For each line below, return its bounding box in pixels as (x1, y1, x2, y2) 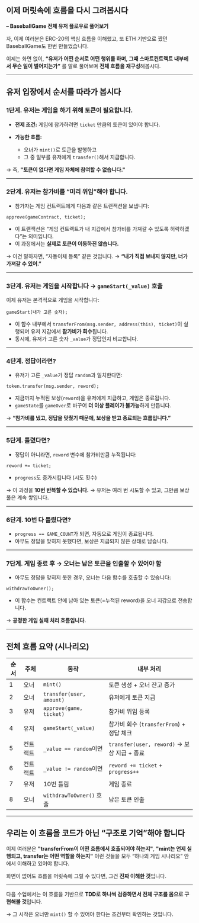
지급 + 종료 (115, 749, 145, 757)
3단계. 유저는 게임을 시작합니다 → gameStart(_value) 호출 (6, 282, 163, 290)
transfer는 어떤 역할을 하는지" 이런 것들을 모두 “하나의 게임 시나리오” (23, 852, 183, 860)
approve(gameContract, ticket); (6, 214, 86, 220)
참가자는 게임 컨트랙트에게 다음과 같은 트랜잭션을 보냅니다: (14, 202, 150, 209)
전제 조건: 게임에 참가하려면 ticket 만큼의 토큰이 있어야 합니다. (14, 121, 161, 128)
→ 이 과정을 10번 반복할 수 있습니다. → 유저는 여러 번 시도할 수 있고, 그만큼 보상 (6, 486, 190, 493)
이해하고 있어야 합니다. (17, 860, 70, 867)
